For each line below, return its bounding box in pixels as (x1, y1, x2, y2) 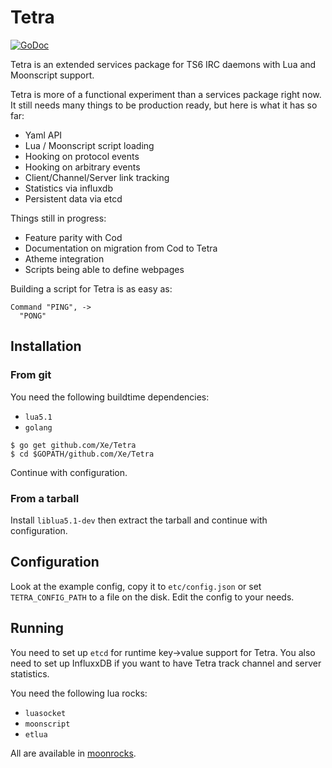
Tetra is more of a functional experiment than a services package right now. (10, 88, 322, 100)
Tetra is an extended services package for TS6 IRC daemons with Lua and (10, 58, 317, 70)
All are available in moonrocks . (10, 747, 137, 759)
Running (10, 620, 65, 637)
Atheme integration (24, 252, 105, 265)
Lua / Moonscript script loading (24, 139, 155, 151)
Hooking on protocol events (24, 150, 140, 162)
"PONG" (19, 311, 47, 321)
